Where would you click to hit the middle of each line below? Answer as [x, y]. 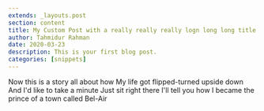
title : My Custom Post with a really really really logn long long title [132, 30]
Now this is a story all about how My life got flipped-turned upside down [126, 81]
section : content [37, 23]
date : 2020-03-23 [37, 45]
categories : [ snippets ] [47, 60]
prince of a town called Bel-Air [58, 98]
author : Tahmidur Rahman [49, 37]
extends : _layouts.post [47, 15]
